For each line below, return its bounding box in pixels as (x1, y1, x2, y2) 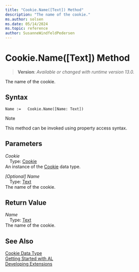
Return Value (5, 198, 46, 207)
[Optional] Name (5, 173, 40, 179)
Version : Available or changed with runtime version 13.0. (17, 69, 134, 75)
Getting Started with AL (5, 255, 53, 261)
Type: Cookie (9, 158, 37, 164)
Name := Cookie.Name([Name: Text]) (5, 106, 84, 111)
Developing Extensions (5, 261, 52, 267)
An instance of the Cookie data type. (5, 164, 81, 170)
